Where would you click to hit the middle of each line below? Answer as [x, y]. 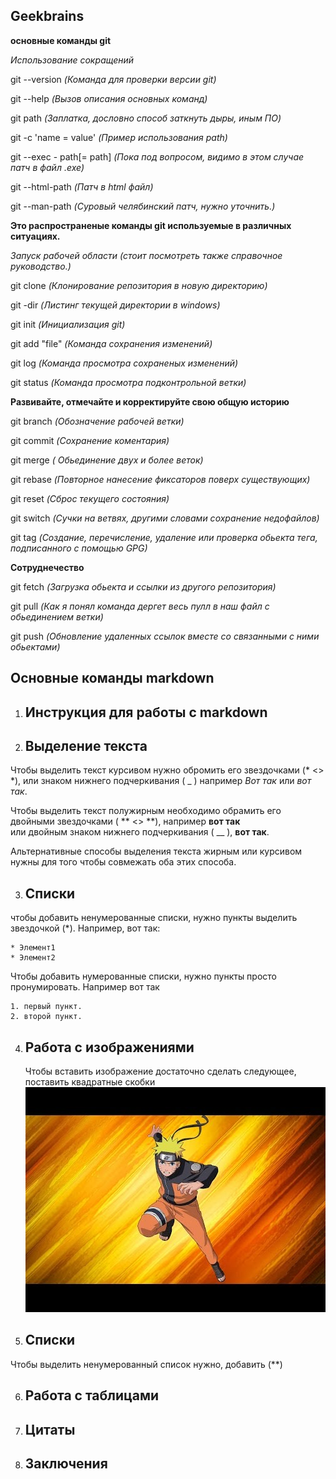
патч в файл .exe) [47, 167]
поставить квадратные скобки [90, 1082]
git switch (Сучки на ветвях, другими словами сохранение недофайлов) [165, 518]
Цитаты [50, 1429]
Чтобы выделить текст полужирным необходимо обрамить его [146, 811]
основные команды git [61, 40]
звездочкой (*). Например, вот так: [85, 928]
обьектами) [35, 646]
